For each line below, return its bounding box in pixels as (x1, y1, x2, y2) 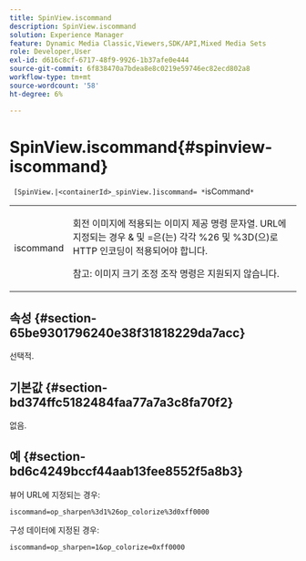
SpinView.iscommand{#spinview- (9, 137, 273, 158)
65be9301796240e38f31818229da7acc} (9, 325, 246, 341)
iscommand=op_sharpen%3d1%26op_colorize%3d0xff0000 (9, 507, 209, 516)
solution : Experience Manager (9, 30, 125, 39)
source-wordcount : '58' (9, 81, 100, 90)
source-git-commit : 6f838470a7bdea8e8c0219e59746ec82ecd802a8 (9, 65, 250, 74)
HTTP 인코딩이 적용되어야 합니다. (72, 245, 208, 258)
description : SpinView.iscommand (9, 22, 137, 31)
